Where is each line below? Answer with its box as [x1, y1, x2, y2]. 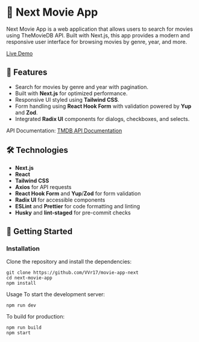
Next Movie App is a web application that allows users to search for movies [6, 25, 193, 33]
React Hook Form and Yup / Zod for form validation [14, 190, 141, 197]
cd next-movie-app [6, 275, 52, 281]
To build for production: [6, 313, 65, 320]
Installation [6, 244, 40, 252]
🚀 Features [6, 67, 48, 78]
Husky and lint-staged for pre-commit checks [14, 209, 131, 216]
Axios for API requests [14, 183, 72, 190]
